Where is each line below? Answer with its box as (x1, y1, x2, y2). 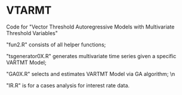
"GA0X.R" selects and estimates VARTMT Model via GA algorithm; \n (6, 70, 175, 77)
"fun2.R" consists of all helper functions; (6, 41, 106, 48)
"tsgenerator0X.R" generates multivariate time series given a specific (6, 52, 177, 59)
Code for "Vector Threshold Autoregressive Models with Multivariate (6, 23, 175, 30)
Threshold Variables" (6, 29, 58, 36)
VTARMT (6, 4, 52, 17)
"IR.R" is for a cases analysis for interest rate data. (6, 81, 130, 89)
